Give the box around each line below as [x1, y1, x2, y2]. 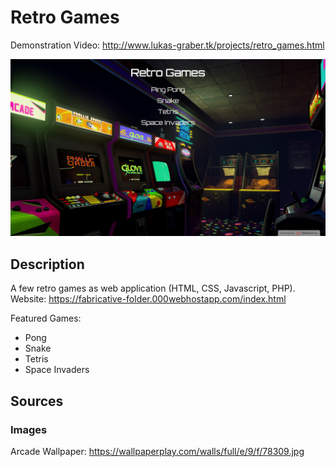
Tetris [24, 353, 49, 365]
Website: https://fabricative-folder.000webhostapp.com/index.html [10, 293, 287, 305]
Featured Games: [10, 312, 82, 325]
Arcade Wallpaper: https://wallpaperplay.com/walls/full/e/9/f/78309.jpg [10, 445, 305, 457]
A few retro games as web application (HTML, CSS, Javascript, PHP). [10, 282, 296, 295]
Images [10, 422, 48, 436]
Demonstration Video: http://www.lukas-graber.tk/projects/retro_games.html [10, 39, 325, 51]
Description [10, 256, 85, 273]
